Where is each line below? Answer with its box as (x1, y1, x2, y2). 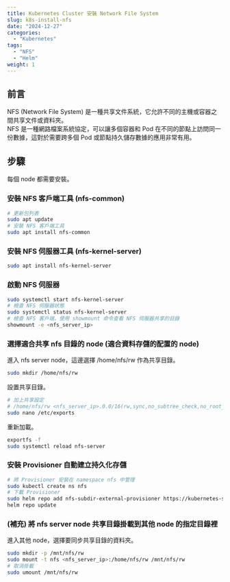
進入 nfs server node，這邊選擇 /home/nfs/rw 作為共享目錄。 (7, 356, 179, 364)
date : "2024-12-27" (7, 23, 63, 30)
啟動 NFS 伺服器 (7, 280, 60, 290)
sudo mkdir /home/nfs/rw (7, 370, 78, 377)
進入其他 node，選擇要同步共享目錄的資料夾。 (7, 536, 138, 544)
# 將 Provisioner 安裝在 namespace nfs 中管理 (7, 476, 135, 483)
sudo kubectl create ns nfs (7, 482, 88, 489)
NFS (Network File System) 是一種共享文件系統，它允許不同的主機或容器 (7, 108, 212, 116)
